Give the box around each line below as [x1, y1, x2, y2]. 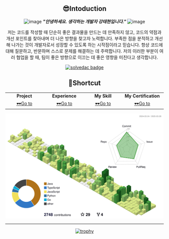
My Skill [94, 93, 112, 99]
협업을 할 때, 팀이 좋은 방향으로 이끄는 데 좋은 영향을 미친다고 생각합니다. [16, 54, 158, 60]
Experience [52, 93, 77, 99]
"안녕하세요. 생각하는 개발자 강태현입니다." [42, 18, 127, 25]
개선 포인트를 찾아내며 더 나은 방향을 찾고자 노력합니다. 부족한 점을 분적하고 [6, 35, 154, 41]
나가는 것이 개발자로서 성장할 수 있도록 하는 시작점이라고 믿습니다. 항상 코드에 [11, 42, 163, 48]
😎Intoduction [62, 5, 107, 13]
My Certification [124, 93, 160, 99]
